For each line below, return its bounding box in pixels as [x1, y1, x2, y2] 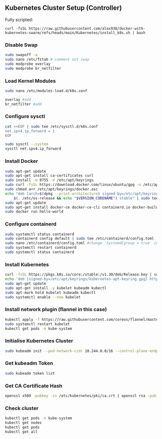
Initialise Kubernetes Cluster [5, 337, 73, 344]
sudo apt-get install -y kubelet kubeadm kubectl [5, 286, 107, 290]
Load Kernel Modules [5, 77, 56, 84]
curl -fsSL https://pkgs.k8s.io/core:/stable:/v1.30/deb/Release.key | [5, 272, 152, 277]
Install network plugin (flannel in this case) [5, 306, 107, 313]
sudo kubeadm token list [5, 371, 55, 376]
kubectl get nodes [5, 421, 42, 425]
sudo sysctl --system [5, 142, 49, 147]
